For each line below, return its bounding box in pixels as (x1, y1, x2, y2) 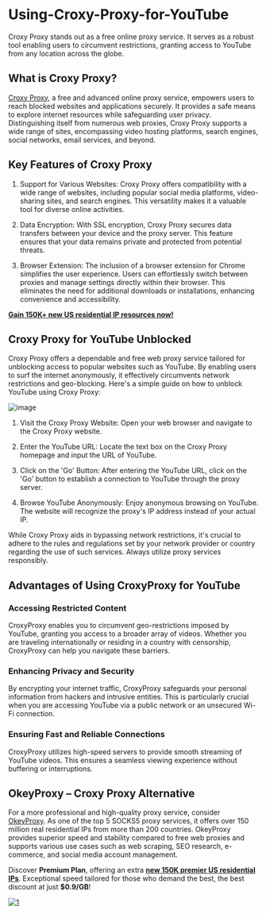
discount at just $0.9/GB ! (8, 882, 91, 892)
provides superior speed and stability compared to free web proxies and (8, 833, 245, 843)
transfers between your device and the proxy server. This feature (19, 228, 233, 237)
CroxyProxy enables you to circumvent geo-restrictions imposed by (8, 621, 229, 631)
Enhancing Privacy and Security (8, 665, 135, 677)
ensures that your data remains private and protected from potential (19, 237, 242, 246)
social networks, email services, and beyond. (8, 135, 156, 145)
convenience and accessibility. (19, 294, 121, 303)
